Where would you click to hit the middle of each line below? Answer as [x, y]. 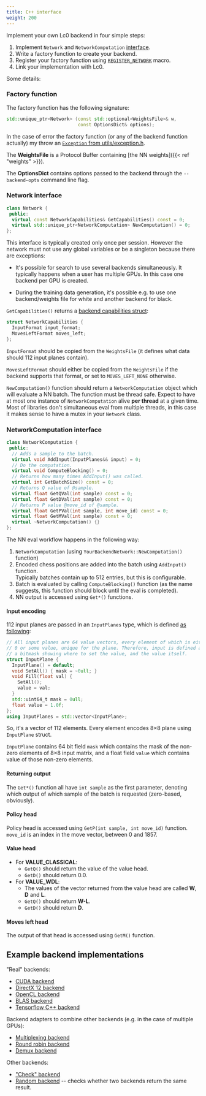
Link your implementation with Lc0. [59, 67]
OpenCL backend [37, 994]
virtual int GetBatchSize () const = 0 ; [63, 482]
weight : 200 [21, 18]
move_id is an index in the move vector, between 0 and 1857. [82, 834]
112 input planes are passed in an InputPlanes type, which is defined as [96, 625]
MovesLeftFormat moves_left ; [49, 333]
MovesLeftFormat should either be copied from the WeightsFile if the [92, 369]
